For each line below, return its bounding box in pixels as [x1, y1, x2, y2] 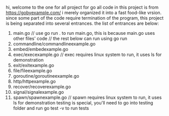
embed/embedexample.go [13, 46, 69, 52]
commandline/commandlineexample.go [13, 41, 96, 47]
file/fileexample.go [13, 68, 52, 74]
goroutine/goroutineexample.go [13, 73, 79, 79]
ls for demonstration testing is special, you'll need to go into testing [13, 100, 153, 105]
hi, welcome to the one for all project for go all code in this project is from [6, 5, 159, 10]
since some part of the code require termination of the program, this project [6, 15, 164, 21]
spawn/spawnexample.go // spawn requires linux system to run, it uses [13, 94, 162, 100]
